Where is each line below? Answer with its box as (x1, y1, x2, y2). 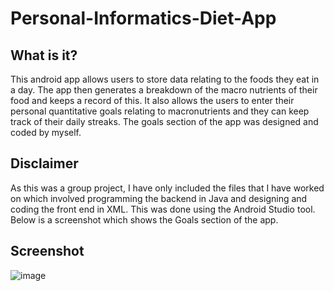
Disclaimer (10, 155, 79, 172)
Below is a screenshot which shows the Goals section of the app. (10, 213, 279, 226)
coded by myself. (10, 127, 82, 138)
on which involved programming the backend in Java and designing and (10, 192, 308, 204)
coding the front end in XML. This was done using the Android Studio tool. (10, 203, 316, 215)
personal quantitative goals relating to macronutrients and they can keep (10, 105, 310, 117)
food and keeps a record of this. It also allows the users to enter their (10, 95, 295, 106)
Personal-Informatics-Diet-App (10, 7, 277, 30)
